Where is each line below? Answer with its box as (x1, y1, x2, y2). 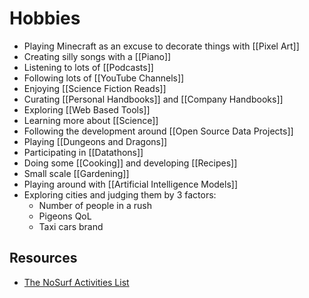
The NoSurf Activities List (23, 276, 130, 288)
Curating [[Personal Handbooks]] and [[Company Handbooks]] (23, 93, 284, 105)
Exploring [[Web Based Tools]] (23, 103, 151, 116)
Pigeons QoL (38, 210, 92, 222)
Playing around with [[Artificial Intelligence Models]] (23, 178, 239, 190)
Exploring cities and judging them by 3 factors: (23, 188, 217, 201)
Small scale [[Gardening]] (23, 167, 130, 179)
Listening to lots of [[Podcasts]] (23, 61, 154, 73)
